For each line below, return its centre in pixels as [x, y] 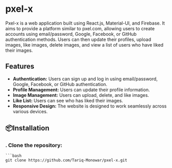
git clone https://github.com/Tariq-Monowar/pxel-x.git [66, 160]
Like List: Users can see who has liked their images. [68, 100]
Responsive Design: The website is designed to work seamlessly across [90, 106]
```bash [14, 156]
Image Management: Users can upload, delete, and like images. [81, 95]
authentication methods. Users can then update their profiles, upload [78, 39]
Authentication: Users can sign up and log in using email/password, [85, 79]
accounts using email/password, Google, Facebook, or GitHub [71, 34]
